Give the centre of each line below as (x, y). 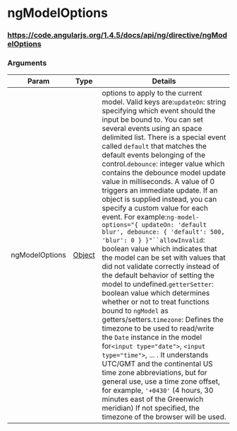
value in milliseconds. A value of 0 (158, 182)
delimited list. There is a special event (164, 137)
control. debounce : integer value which (163, 164)
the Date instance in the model (152, 338)
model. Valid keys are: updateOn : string (164, 102)
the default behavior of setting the (158, 275)
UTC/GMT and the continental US (157, 364)
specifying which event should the (159, 111)
